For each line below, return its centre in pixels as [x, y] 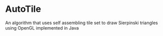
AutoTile [23, 9]
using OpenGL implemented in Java [42, 28]
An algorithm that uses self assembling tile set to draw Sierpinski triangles [81, 23]
